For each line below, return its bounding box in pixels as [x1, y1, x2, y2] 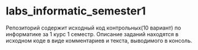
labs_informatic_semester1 [6, 4, 147, 18]
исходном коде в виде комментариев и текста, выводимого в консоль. [6, 37, 192, 44]
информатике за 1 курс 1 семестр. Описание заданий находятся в [6, 30, 179, 37]
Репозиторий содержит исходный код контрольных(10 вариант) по [6, 24, 181, 31]
